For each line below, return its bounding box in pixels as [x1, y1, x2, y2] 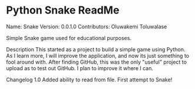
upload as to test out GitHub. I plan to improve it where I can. [6, 64, 153, 71]
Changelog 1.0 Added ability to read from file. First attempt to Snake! [6, 76, 173, 83]
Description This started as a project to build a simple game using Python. [6, 45, 186, 53]
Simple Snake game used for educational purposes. [6, 34, 131, 41]
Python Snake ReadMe [6, 4, 120, 17]
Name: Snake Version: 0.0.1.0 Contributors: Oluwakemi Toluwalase [6, 23, 167, 30]
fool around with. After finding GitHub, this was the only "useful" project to [6, 58, 187, 65]
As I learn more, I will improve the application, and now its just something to [6, 52, 190, 59]
